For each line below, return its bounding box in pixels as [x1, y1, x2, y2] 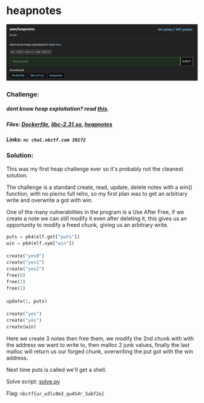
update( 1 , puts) [6, 298, 47, 304]
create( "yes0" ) [6, 253, 45, 259]
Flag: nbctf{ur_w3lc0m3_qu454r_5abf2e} [6, 390, 104, 397]
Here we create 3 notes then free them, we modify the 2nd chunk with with [6, 335, 194, 342]
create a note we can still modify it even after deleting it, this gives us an [6, 215, 187, 222]
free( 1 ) [6, 279, 26, 285]
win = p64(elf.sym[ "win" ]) [6, 240, 75, 246]
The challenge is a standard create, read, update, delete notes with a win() [6, 184, 192, 191]
